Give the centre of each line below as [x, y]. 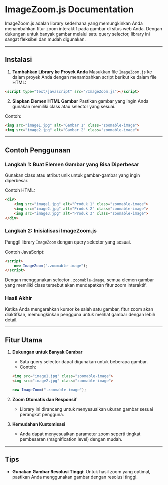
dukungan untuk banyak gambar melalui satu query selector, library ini [78, 34]
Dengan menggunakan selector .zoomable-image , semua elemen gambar [80, 280]
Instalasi [19, 59]
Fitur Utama [24, 340]
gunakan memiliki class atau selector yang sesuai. [64, 106]
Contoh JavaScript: [25, 252]
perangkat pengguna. [42, 415]
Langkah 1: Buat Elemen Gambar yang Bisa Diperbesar [72, 164]
